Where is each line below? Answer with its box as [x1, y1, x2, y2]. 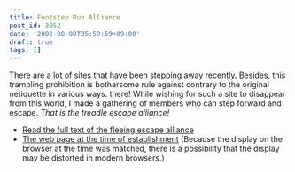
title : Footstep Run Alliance [9, 12, 121, 22]
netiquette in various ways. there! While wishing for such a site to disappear [9, 89, 286, 100]
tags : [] [9, 46, 42, 55]
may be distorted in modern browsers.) [21, 153, 166, 163]
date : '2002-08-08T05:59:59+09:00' [9, 29, 141, 38]
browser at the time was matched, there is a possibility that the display [21, 143, 280, 154]
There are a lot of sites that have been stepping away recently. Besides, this [9, 70, 286, 80]
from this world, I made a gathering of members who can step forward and [9, 98, 282, 108]
